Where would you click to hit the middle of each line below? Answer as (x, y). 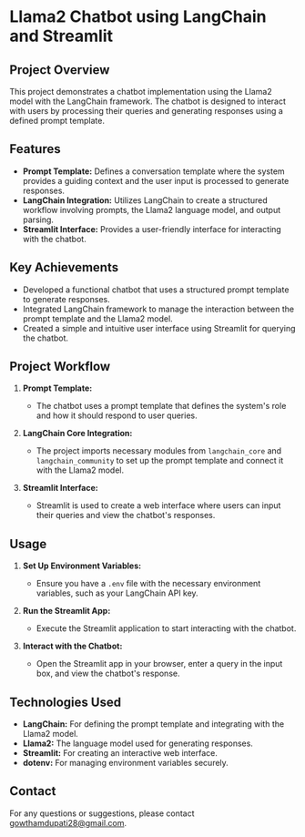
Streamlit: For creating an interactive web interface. (120, 753)
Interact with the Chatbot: (72, 646)
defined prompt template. (57, 121)
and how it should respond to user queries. (117, 415)
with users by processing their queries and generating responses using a (147, 111)
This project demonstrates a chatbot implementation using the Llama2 (141, 92)
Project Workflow (60, 367)
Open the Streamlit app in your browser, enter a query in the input (159, 664)
